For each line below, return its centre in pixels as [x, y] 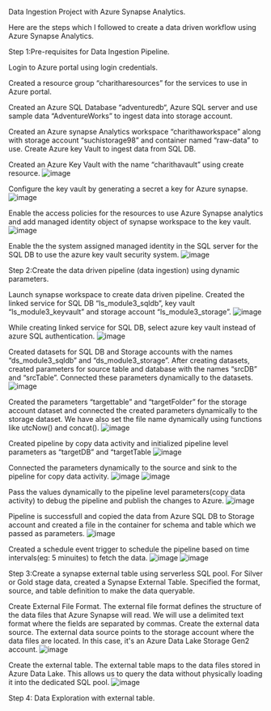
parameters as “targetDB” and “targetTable [80, 452]
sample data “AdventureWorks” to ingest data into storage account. [121, 116]
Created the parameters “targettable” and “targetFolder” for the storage [128, 402]
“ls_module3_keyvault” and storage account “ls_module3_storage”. [120, 312]
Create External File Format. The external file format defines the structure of [135, 606]
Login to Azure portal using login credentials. [83, 67]
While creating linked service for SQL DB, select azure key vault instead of [132, 328]
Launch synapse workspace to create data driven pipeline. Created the [127, 294]
